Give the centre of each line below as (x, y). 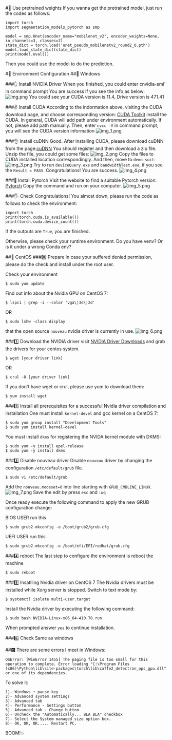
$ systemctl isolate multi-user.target (48, 599)
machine (15, 563)
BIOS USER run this (26, 518)
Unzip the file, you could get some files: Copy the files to (80, 154)
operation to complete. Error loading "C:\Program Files (68, 664)
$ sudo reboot (21, 573)
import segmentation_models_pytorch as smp (53, 27)
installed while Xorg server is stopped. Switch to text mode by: (71, 590)
